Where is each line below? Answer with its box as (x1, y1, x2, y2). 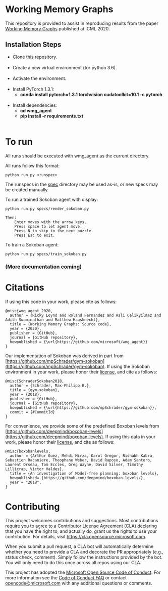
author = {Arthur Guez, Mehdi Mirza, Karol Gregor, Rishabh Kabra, (10, 453, 155, 458)
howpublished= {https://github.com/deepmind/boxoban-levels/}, (10, 475, 145, 480)
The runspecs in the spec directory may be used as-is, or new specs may (5, 181, 158, 187)
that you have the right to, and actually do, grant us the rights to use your (5, 528, 157, 534)
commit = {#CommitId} (10, 409, 55, 414)
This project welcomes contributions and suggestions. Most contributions (5, 518, 158, 524)
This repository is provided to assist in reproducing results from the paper (5, 20, 159, 26)
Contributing (5, 501, 60, 512)
